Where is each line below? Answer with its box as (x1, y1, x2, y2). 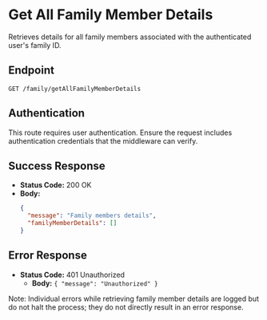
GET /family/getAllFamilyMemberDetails (8, 85, 141, 93)
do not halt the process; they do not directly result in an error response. (8, 302, 244, 312)
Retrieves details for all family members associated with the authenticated (8, 32, 252, 41)
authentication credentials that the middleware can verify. (8, 136, 198, 145)
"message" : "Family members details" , (27, 211, 157, 220)
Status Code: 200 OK (19, 180, 92, 190)
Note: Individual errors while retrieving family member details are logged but (8, 294, 260, 303)
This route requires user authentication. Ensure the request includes (8, 128, 233, 137)
